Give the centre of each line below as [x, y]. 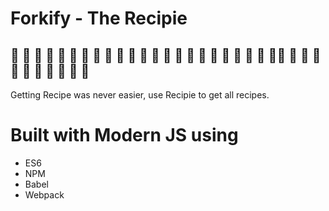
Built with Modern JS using [124, 135]
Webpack [44, 194]
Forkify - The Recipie [99, 18]
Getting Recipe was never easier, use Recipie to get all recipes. [140, 95]
